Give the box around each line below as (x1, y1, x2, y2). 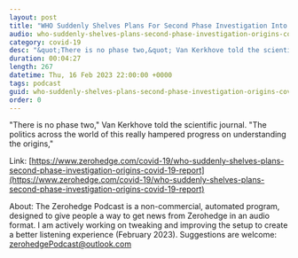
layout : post (9, 12, 58, 22)
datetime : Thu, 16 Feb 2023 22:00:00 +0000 (9, 71, 173, 80)
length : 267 (9, 63, 53, 72)
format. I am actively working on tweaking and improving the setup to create (9, 220, 288, 231)
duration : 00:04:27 (9, 54, 82, 63)
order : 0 (9, 95, 42, 105)
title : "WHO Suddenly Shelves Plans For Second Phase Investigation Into (9, 21, 288, 30)
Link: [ (9, 156, 33, 167)
